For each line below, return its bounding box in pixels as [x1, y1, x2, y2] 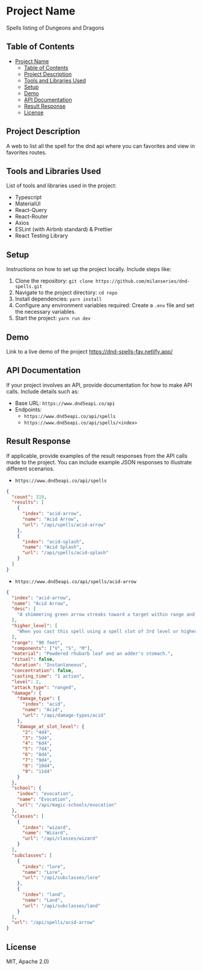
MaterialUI [14, 200, 41, 207]
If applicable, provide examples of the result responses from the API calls [6, 452, 188, 459]
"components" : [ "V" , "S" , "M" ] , [11, 645, 93, 651]
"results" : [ [11, 499, 44, 505]
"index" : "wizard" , [22, 824, 71, 831]
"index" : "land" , [22, 891, 66, 898]
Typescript [14, 194, 42, 201]
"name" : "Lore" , [22, 869, 63, 875]
